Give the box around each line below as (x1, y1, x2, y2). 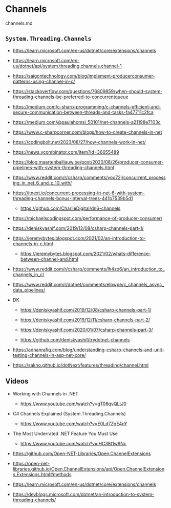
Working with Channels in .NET (12, 390, 78, 396)
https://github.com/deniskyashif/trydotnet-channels (20, 336, 130, 342)
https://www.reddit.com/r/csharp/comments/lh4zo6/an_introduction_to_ (12, 266, 165, 272)
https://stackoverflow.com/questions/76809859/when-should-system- (12, 88, 163, 94)
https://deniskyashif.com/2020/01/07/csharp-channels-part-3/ (20, 326, 153, 333)
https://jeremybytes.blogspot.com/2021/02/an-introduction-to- (12, 235, 146, 241)
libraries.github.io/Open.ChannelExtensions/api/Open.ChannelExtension (12, 466, 165, 472)
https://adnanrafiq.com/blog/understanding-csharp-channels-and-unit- (12, 347, 165, 353)
